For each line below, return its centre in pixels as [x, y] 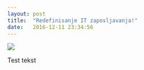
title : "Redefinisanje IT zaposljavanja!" [73, 21]
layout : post [27, 14]
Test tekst [22, 60]
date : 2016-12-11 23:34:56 [50, 27]
